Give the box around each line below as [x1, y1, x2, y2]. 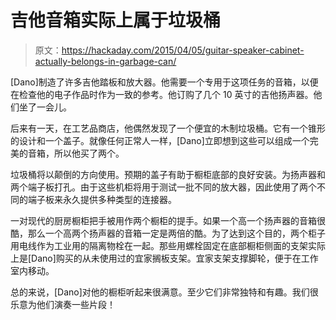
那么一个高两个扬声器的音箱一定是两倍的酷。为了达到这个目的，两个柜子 [27, 227, 326, 239]
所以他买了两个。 [53, 147, 125, 159]
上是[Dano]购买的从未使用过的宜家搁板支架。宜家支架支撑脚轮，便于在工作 [10, 252, 319, 264]
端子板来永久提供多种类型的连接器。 [27, 193, 177, 205]
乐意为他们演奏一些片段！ [10, 298, 116, 310]
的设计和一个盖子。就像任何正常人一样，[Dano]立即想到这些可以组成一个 [10, 134, 310, 146]
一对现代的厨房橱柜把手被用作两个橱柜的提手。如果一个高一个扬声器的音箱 [10, 214, 317, 226]
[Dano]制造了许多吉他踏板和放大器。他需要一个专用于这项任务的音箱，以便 [10, 76, 319, 88]
